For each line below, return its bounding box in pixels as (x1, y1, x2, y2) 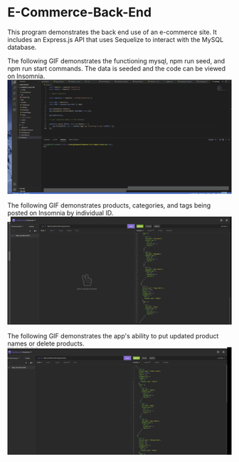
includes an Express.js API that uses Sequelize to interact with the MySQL (7, 35, 224, 43)
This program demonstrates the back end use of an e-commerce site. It (7, 28, 217, 36)
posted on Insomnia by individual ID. (7, 208, 114, 217)
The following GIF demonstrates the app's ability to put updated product (7, 332, 219, 340)
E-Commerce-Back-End (7, 4, 152, 21)
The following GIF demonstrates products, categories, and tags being (7, 200, 211, 210)
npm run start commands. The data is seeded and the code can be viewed (7, 64, 226, 72)
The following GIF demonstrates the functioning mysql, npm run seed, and (7, 56, 225, 65)
